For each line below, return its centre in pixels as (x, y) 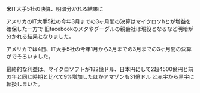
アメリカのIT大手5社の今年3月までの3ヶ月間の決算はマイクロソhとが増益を (99, 21)
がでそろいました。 (30, 56)
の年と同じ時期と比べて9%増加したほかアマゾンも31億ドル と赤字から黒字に (100, 77)
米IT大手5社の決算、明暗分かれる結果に (55, 9)
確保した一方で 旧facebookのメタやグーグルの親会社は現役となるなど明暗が (100, 29)
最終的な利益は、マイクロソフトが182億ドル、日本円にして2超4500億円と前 (100, 69)
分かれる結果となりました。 (40, 36)
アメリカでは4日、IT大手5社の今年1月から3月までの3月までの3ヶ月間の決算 (99, 49)
